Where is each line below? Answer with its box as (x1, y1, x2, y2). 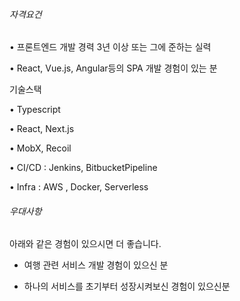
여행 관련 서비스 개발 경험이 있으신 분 (23, 259, 169, 271)
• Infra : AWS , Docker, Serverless (9, 181, 149, 193)
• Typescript (9, 104, 61, 116)
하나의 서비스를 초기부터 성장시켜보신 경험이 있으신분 (23, 280, 231, 293)
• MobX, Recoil (9, 142, 72, 154)
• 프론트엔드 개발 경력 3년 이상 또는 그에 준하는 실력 (9, 41, 212, 53)
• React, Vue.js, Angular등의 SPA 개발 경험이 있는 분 (9, 62, 218, 74)
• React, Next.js (9, 123, 75, 135)
